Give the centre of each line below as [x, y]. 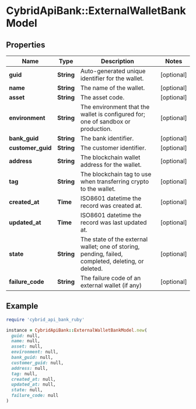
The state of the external [114, 239]
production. [96, 129]
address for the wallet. [111, 165]
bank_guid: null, [32, 358]
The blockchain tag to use [116, 174]
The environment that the [115, 107]
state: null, [27, 390]
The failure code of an [111, 278]
